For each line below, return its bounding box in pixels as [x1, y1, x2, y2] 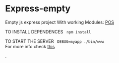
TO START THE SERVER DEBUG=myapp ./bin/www [5, 38, 104, 44]
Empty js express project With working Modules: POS [5, 19, 115, 25]
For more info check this [5, 43, 55, 49]
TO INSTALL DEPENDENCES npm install [5, 29, 91, 34]
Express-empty [5, 3, 71, 14]
